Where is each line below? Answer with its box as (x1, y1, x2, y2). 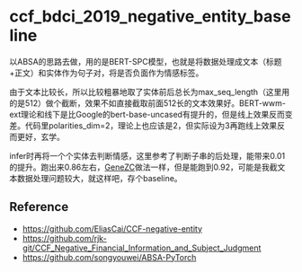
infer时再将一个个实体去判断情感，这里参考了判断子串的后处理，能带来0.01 (9, 150, 286, 161)
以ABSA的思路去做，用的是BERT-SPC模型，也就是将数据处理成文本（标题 (9, 56, 282, 66)
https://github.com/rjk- (22, 233, 108, 243)
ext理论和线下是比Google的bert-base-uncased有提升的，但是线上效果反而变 (9, 109, 293, 119)
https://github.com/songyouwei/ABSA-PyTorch (22, 251, 197, 262)
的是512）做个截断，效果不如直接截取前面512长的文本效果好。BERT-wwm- (9, 97, 286, 109)
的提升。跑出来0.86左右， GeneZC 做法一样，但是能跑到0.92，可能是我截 (9, 162, 278, 172)
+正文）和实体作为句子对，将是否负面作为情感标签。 (9, 67, 204, 78)
